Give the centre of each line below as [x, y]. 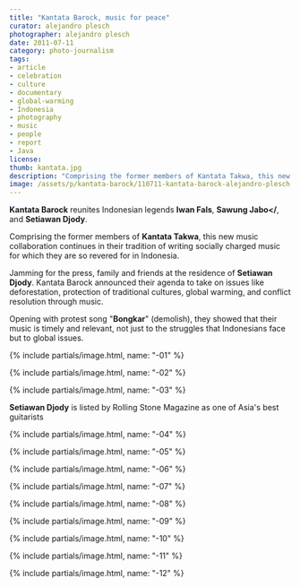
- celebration [36, 76]
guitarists [26, 417]
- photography [36, 117]
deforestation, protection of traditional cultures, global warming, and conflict [150, 292]
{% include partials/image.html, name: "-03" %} [98, 390]
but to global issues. [47, 338]
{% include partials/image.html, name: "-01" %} [97, 356]
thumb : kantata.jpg [46, 168]
